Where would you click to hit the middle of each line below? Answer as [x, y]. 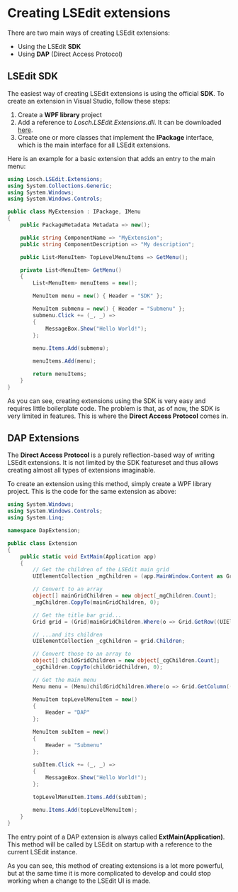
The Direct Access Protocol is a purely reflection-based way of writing [111, 455]
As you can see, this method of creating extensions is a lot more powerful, [116, 865]
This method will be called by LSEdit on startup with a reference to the [110, 844]
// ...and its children [68, 634]
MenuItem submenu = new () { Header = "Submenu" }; [109, 309]
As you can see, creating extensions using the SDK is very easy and [107, 401]
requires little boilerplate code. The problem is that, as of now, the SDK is [114, 408]
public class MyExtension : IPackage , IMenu [74, 212]
